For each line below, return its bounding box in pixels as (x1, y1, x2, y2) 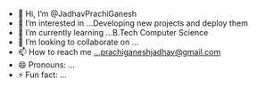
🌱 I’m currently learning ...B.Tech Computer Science (17, 28, 209, 37)
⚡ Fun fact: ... (17, 69, 67, 80)
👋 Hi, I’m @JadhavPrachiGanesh (17, 9, 137, 19)
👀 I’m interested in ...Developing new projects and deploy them (17, 18, 248, 28)
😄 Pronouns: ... (17, 59, 76, 70)
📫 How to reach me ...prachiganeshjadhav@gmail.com (17, 47, 221, 57)
